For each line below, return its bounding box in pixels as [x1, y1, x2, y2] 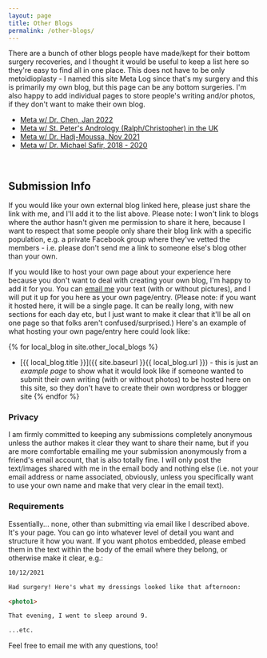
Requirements [8, 501, 65, 512]
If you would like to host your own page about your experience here [8, 267, 232, 277]
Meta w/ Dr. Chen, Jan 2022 [19, 115, 114, 125]
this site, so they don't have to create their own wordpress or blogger [19, 383, 248, 393]
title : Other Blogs [8, 19, 74, 27]
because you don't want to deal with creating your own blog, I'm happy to [8, 275, 252, 285]
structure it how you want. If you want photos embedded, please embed [8, 536, 246, 545]
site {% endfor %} [19, 391, 80, 401]
